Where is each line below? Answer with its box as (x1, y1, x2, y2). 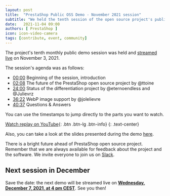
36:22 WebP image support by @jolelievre (12, 96, 101, 102)
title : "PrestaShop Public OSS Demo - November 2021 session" (5, 12, 142, 17)
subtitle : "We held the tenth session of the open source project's (5, 17, 153, 22)
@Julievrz (12, 91, 34, 97)
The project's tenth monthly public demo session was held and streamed (5, 49, 157, 56)
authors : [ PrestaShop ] (5, 26, 58, 31)
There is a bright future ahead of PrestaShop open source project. (5, 140, 143, 147)
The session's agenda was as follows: (5, 64, 84, 71)
